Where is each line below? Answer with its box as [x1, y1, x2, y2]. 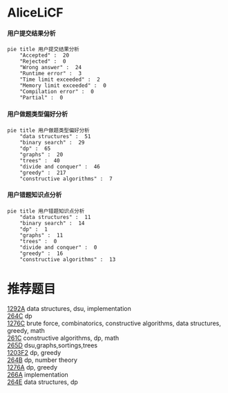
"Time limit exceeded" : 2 [19, 76, 100, 84]
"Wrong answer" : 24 [19, 64, 82, 71]
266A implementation [7, 370, 69, 378]
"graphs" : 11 [19, 231, 64, 239]
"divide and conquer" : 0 [19, 244, 97, 251]
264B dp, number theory [7, 356, 78, 364]
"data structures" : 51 [19, 133, 91, 140]
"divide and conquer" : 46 [19, 163, 100, 170]
